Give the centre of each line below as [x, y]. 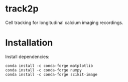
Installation [29, 43]
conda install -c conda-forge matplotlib [49, 65]
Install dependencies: [27, 56]
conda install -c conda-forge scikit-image [51, 74]
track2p [22, 9]
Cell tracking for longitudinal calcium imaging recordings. [64, 22]
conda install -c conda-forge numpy [43, 70]
